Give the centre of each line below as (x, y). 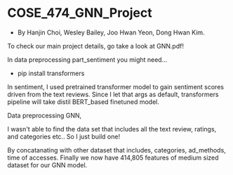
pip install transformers (51, 73)
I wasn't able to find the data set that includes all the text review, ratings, (112, 129)
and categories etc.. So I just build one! (64, 136)
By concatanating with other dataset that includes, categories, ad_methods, (116, 150)
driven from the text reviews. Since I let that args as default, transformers (113, 94)
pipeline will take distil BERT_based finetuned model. (83, 102)
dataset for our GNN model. (47, 165)
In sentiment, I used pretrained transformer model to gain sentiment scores (116, 86)
